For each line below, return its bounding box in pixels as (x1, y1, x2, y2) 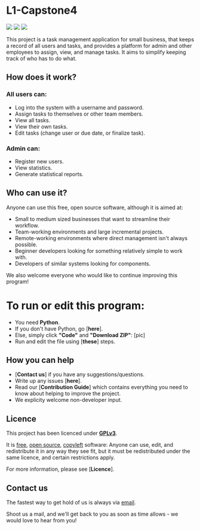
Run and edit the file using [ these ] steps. (14, 338, 116, 345)
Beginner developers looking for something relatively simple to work (14, 247, 183, 255)
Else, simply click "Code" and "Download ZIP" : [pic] (14, 331, 145, 338)
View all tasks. (14, 116, 51, 123)
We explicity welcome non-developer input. (14, 396, 122, 404)
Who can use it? (6, 188, 67, 198)
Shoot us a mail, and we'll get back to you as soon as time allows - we (6, 510, 179, 518)
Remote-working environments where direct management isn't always (14, 234, 188, 241)
